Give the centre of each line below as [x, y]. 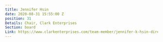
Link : [10, 32]
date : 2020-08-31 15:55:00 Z [34, 14]
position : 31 [18, 18]
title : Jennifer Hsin [27, 9]
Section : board [20, 28]
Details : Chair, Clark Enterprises [41, 23]
